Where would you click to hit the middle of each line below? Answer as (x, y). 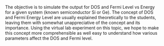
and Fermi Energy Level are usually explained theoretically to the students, (81, 17)
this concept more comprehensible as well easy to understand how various (81, 33)
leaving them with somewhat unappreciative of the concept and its (73, 23)
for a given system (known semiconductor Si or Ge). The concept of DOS (79, 12)
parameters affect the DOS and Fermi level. (49, 38)
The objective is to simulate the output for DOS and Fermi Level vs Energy (80, 7)
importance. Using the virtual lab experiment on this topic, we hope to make (82, 28)
